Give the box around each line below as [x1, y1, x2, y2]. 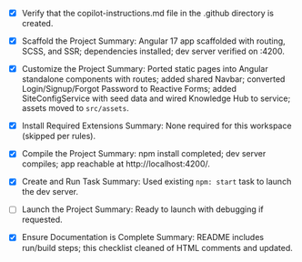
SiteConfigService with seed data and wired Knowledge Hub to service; [21, 93, 291, 104]
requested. [21, 214, 63, 226]
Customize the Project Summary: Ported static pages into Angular [21, 64, 269, 75]
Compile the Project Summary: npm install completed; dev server [21, 148, 267, 159]
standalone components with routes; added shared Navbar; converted [21, 74, 286, 85]
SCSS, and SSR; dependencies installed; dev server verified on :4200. [21, 45, 286, 57]
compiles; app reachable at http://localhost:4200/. [21, 158, 210, 169]
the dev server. [21, 186, 79, 197]
